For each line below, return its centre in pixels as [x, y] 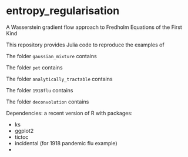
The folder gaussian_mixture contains [51, 56]
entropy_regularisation [63, 11]
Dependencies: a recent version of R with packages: [69, 113]
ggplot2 [24, 131]
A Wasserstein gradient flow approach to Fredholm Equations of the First [94, 27]
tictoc [21, 137]
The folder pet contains [34, 67]
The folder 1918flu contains [40, 90]
